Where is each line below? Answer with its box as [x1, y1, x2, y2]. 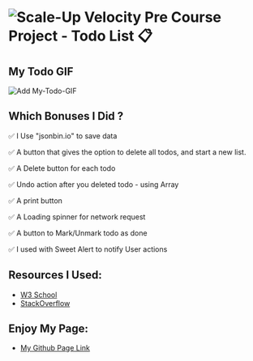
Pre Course [144, 8, 221, 27]
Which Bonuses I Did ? [8, 109, 124, 123]
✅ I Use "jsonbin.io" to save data [8, 130, 118, 141]
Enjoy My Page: [8, 322, 89, 336]
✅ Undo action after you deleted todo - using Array [8, 179, 179, 189]
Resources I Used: [8, 268, 103, 282]
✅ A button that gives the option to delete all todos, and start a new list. [8, 147, 247, 157]
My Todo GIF [8, 65, 74, 79]
